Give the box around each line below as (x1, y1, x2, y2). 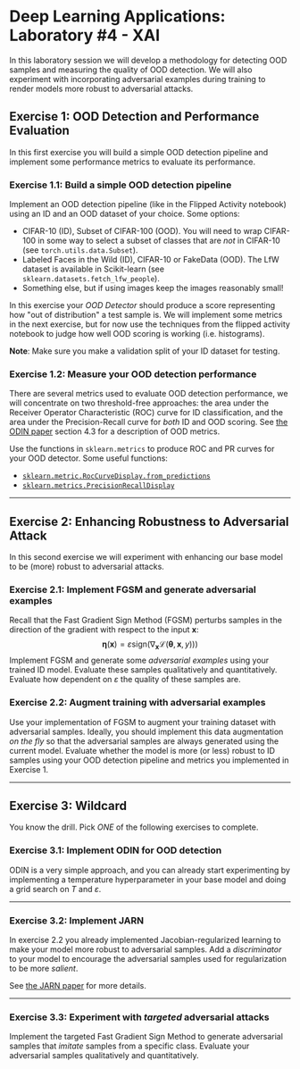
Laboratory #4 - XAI (9, 25, 161, 46)
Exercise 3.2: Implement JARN (9, 914, 145, 926)
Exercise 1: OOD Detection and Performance (9, 109, 260, 124)
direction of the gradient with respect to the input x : (9, 624, 199, 635)
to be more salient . (9, 963, 79, 973)
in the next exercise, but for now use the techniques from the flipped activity (9, 319, 290, 330)
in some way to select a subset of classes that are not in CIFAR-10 (37, 235, 280, 246)
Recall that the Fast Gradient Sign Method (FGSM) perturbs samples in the (9, 614, 283, 626)
